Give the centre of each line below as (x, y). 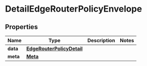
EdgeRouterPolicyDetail (54, 49)
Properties (21, 27)
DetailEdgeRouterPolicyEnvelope (74, 9)
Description (101, 41)
